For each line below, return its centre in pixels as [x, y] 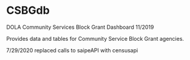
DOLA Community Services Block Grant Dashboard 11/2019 [80, 27]
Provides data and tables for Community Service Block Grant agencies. [95, 38]
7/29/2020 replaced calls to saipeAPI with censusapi [72, 50]
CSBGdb [28, 10]
